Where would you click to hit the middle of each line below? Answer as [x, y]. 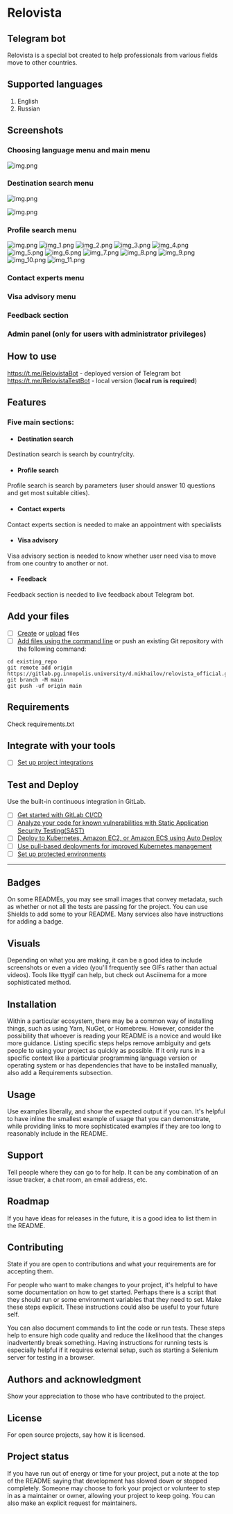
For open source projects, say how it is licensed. [76, 1435]
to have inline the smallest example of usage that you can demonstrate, [109, 1118]
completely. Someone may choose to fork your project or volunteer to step [114, 1488]
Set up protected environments [61, 854]
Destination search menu [50, 184]
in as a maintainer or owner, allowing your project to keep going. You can [111, 1495]
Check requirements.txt [41, 724]
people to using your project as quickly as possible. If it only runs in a [106, 1051]
